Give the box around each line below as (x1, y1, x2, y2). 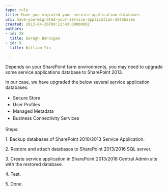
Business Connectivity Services (12, 115, 79, 121)
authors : (5, 26, 24, 31)
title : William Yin (10, 45, 51, 50)
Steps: (5, 126, 19, 132)
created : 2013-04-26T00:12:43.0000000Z (5, 21, 90, 27)
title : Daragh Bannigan (10, 36, 60, 41)
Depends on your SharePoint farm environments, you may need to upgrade (5, 63, 163, 70)
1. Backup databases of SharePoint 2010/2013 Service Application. (5, 136, 145, 142)
